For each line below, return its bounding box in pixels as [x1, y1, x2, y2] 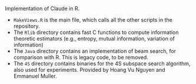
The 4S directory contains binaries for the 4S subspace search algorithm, [13, 60, 191, 67]
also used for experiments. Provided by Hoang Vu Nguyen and [13, 66, 165, 73]
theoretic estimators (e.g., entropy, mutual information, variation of [13, 35, 175, 42]
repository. [13, 23, 40, 29]
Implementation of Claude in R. [5, 5, 80, 12]
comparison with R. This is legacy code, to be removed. [13, 54, 149, 61]
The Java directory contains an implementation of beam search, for [13, 48, 177, 55]
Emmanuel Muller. [13, 73, 57, 79]
